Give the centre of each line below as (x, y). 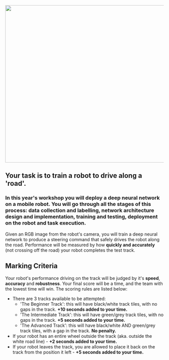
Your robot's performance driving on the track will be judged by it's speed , (83, 278)
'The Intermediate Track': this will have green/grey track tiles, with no (92, 315)
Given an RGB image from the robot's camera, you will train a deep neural (81, 234)
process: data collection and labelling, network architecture (80, 210)
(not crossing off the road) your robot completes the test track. (70, 250)
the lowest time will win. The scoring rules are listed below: (66, 289)
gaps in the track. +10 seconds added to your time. (74, 309)
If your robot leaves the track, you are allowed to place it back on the (84, 346)
